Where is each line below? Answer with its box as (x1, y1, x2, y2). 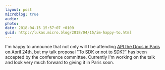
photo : (5, 21, 19, 26)
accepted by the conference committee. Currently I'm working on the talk (5, 54, 155, 60)
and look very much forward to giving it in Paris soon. (5, 60, 114, 65)
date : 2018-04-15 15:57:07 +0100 (5, 26, 74, 31)
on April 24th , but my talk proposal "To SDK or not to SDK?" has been (5, 49, 147, 55)
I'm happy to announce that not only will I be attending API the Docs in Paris (5, 44, 160, 49)
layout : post (5, 7, 32, 12)
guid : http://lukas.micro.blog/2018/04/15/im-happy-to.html (5, 30, 132, 35)
